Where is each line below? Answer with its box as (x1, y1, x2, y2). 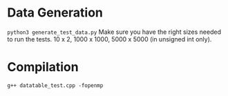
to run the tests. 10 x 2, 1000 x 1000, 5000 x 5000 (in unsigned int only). (7, 35, 212, 43)
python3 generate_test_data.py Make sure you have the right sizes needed (7, 28, 221, 36)
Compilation (7, 59, 79, 75)
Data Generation (7, 5, 104, 21)
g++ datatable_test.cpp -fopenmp (7, 81, 104, 89)
